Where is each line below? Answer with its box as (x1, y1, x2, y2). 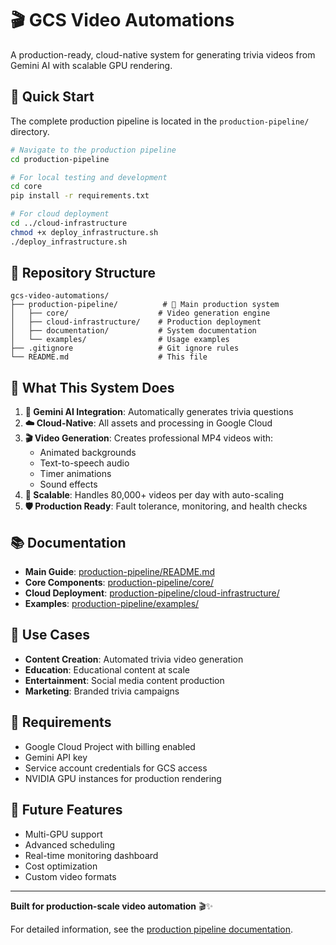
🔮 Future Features (10, 802, 123, 819)
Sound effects (39, 478, 98, 491)
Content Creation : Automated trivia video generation (24, 653, 244, 665)
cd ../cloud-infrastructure (10, 218, 128, 228)
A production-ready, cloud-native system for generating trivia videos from (10, 48, 316, 61)
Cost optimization (24, 860, 98, 872)
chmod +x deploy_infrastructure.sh (10, 227, 159, 237)
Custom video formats (24, 870, 117, 882)
